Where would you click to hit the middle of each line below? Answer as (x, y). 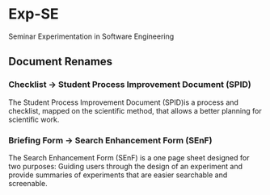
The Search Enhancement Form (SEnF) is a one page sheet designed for (129, 157)
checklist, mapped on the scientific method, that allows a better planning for (135, 110)
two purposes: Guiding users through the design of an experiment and (126, 166)
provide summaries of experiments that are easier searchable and (118, 175)
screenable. (28, 183)
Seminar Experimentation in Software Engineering (91, 36)
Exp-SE (34, 14)
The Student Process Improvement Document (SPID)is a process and (123, 102)
